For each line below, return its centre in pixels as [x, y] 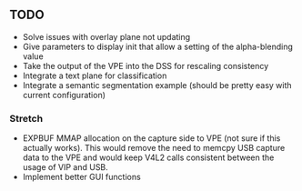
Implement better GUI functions [81, 177]
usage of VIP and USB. [65, 167]
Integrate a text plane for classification [95, 75]
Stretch [26, 118]
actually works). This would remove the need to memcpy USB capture [154, 148]
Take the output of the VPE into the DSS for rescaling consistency [146, 65]
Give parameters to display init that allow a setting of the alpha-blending [157, 46]
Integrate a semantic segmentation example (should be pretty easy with [157, 85]
